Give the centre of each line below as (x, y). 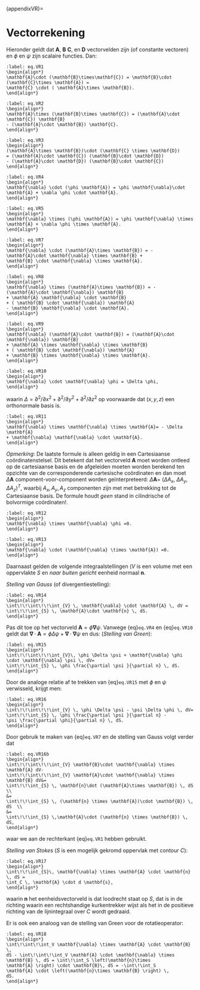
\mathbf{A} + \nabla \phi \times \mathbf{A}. (64, 224)
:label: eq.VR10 (26, 371)
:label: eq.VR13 (26, 539)
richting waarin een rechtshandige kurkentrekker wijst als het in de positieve (100, 905)
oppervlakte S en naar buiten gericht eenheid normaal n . (76, 573)
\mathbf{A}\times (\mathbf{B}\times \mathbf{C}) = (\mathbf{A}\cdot (93, 114)
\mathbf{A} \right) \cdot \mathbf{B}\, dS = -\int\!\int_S (81, 965)
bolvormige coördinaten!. (37, 502)
